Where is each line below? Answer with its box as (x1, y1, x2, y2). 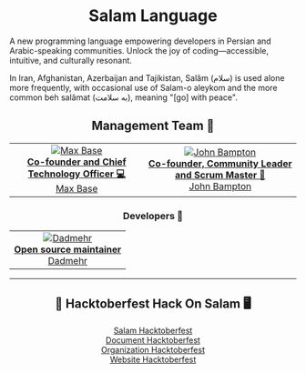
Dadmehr (47, 255, 88, 267)
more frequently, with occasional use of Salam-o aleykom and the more (9, 82, 278, 93)
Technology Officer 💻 (27, 167, 126, 180)
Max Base (56, 182, 98, 195)
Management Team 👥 (91, 118, 215, 134)
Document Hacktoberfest (106, 334, 200, 346)
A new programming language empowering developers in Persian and (9, 35, 271, 46)
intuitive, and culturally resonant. (9, 55, 132, 66)
